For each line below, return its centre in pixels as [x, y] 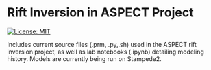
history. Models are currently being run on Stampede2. [85, 58]
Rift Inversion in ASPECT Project [100, 13]
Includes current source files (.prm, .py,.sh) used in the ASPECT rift [102, 44]
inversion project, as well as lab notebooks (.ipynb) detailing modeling [105, 52]
